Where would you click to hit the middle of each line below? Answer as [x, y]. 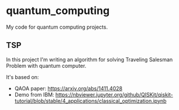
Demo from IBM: [34, 94]
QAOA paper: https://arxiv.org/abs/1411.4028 [68, 88]
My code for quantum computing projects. [57, 27]
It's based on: [23, 77]
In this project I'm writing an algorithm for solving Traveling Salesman [89, 59]
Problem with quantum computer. [46, 66]
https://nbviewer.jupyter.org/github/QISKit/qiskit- [114, 94]
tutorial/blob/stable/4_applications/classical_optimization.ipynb [90, 101]
